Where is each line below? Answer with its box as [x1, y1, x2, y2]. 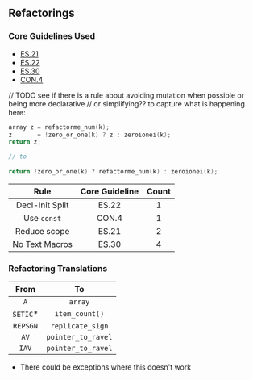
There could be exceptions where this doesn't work [19, 362, 192, 372]
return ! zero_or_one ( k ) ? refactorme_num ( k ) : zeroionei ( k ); [8, 168, 218, 176]
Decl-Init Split [15, 199, 69, 211]
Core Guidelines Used [8, 31, 95, 42]
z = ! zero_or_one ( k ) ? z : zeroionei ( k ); [8, 131, 172, 139]
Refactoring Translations [8, 262, 108, 274]
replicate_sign [50, 322, 109, 331]
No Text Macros [12, 238, 73, 249]
